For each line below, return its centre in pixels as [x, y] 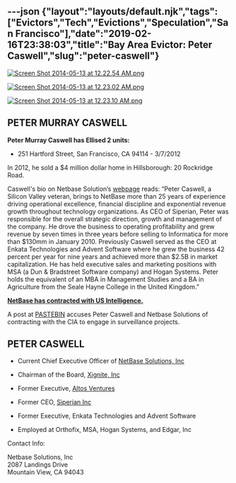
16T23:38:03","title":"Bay [66, 45]
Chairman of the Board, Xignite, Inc [69, 374]
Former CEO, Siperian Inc [54, 402]
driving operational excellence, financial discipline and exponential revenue [117, 204]
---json [24, 12]
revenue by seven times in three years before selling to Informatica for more [118, 234]
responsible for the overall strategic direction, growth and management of [115, 218]
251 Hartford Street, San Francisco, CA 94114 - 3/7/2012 [99, 154]
